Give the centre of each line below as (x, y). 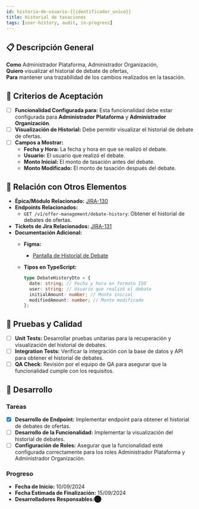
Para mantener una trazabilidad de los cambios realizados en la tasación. (96, 77)
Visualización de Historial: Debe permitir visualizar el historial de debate (104, 130)
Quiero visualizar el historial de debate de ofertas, (67, 71)
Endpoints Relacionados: (46, 207)
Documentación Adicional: (48, 233)
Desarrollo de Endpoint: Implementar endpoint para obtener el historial (102, 419)
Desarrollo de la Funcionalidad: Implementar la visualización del (94, 432)
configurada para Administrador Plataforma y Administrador (90, 117)
